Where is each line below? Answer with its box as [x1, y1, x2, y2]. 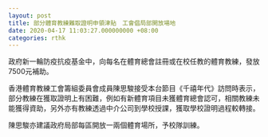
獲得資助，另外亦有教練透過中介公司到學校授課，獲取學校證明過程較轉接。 [14, 104, 260, 113]
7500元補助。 [8, 67, 53, 76]
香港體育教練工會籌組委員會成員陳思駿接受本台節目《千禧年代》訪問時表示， [8, 84, 260, 93]
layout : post [8, 11, 52, 20]
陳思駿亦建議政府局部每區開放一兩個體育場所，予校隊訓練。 [8, 120, 204, 130]
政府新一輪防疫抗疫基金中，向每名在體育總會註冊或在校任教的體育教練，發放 [8, 57, 260, 66]
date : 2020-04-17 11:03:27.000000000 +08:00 [8, 26, 159, 34]
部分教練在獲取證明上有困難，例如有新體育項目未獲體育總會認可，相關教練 [8, 93, 253, 104]
